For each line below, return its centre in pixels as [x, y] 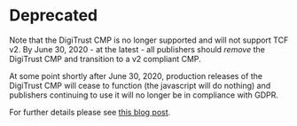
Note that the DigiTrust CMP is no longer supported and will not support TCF [149, 40]
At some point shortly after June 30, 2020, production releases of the [136, 75]
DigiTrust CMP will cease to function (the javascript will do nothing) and [140, 85]
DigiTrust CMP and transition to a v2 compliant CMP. [105, 59]
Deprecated [54, 16]
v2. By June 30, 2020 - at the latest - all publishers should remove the [137, 49]
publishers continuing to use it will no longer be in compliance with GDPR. [144, 95]
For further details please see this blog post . [90, 112]
